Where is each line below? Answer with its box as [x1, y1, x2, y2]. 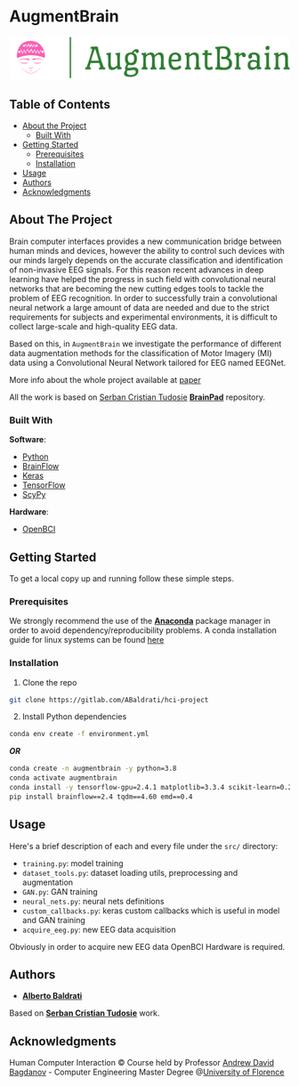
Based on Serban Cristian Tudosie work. [9, 1008, 160, 1018]
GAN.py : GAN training [21, 886, 98, 896]
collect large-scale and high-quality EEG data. [9, 320, 178, 331]
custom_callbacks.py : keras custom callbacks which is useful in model [21, 905, 280, 916]
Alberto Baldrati [21, 991, 83, 1001]
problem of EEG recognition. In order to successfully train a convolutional [9, 292, 278, 304]
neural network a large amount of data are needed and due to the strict [9, 302, 270, 312]
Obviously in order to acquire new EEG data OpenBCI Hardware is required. [9, 941, 286, 952]
